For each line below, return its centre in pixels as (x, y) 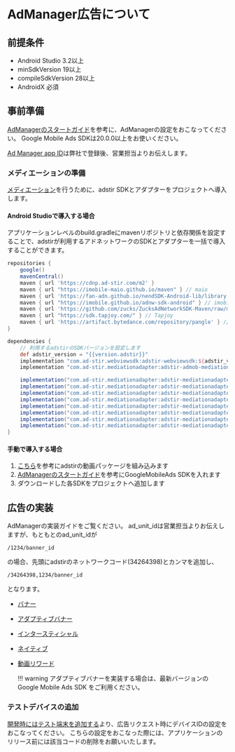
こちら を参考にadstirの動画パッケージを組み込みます (93, 466)
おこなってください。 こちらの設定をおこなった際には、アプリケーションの (115, 732)
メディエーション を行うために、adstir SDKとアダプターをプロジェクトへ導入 (117, 189)
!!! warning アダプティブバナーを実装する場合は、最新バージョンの (113, 678)
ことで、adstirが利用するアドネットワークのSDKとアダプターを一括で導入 (119, 241)
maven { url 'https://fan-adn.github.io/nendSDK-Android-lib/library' (125, 296)
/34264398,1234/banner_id (45, 575)
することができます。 (38, 250)
